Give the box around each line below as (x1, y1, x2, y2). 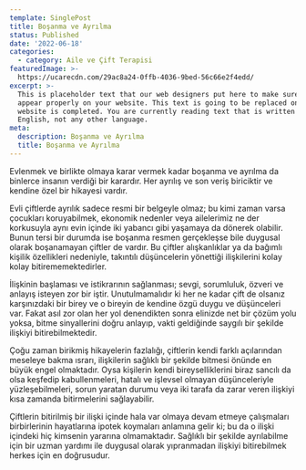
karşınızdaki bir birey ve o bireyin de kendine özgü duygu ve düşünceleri (9, 298, 281, 308)
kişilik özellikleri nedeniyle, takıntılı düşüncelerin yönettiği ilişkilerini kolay (9, 251, 282, 262)
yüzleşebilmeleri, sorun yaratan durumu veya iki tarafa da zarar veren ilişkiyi (9, 383, 295, 394)
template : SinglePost (9, 13, 92, 23)
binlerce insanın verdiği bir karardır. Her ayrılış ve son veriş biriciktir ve (9, 175, 273, 186)
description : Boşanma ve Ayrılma (17, 132, 145, 141)
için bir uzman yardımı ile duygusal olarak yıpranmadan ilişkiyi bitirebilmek (9, 440, 287, 451)
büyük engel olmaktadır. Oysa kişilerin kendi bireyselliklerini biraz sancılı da (9, 364, 291, 375)
